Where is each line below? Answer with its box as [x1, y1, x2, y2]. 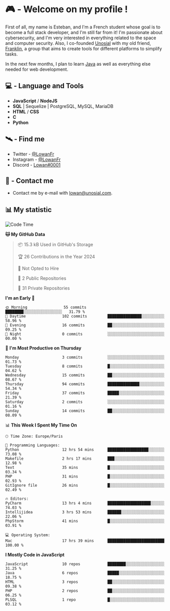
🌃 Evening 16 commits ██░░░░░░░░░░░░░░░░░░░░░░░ [5, 323, 165, 328]
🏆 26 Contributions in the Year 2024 [17, 254, 95, 260]
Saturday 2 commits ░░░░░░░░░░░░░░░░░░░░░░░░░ [5, 400, 165, 405]
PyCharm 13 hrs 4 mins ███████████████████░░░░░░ [5, 501, 165, 506]
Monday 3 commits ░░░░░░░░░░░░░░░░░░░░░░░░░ [5, 355, 165, 360]
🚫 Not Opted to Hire [17, 265, 59, 272]
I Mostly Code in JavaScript [5, 552, 65, 558]
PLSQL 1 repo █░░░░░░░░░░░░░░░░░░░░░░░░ [5, 597, 165, 602]
